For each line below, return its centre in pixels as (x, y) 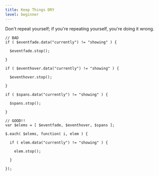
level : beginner (22, 14)
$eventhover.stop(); (31, 77)
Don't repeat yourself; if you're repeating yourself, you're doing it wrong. (80, 28)
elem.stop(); (28, 151)
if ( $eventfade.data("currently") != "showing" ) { (61, 42)
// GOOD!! (15, 121)
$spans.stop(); (25, 103)
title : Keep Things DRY (30, 10)
